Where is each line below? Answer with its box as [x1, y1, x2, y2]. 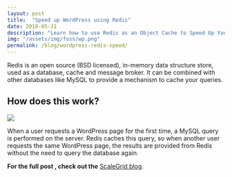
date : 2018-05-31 [7, 23, 57, 30]
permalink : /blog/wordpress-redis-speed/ [7, 42, 128, 49]
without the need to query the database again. [7, 149, 139, 157]
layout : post [7, 10, 45, 17]
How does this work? [7, 96, 99, 107]
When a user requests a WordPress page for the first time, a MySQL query [7, 127, 219, 135]
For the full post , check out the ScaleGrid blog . [7, 162, 144, 170]
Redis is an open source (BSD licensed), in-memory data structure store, [7, 61, 214, 69]
